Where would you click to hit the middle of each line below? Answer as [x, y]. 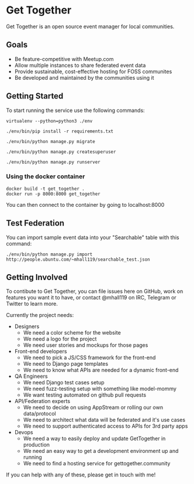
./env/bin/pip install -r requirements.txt [60, 131]
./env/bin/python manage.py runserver [53, 162]
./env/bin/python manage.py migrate [51, 141]
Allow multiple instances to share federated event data [80, 65]
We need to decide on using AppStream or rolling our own [93, 407]
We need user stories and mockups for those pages [86, 345]
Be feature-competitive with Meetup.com [64, 59]
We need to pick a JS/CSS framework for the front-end [89, 357]
